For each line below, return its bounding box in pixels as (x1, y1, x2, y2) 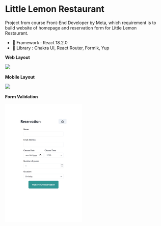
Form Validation (5, 93, 38, 99)
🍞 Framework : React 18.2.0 (12, 39, 68, 45)
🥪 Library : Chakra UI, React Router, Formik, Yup (12, 45, 109, 51)
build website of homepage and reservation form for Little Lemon (5, 25, 137, 30)
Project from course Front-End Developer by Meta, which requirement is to (5, 20, 156, 26)
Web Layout (5, 54, 30, 60)
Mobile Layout (5, 74, 35, 80)
